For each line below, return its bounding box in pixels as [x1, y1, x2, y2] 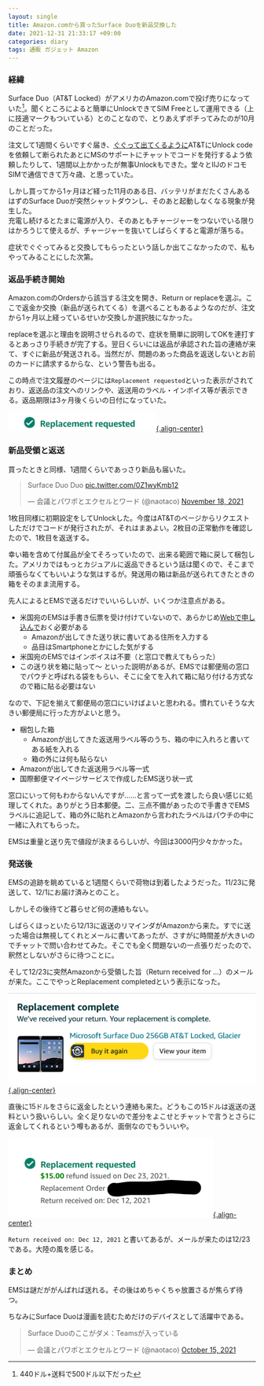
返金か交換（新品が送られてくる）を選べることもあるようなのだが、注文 [21, 303, 255, 312]
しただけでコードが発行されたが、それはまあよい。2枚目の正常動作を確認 [8, 523, 247, 533]
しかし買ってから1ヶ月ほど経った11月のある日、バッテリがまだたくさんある [8, 186, 251, 196]
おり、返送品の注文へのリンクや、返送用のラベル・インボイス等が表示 [8, 385, 235, 395]
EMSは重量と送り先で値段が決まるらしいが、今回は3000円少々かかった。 [8, 836, 247, 846]
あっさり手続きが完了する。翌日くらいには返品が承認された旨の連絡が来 [21, 339, 256, 349]
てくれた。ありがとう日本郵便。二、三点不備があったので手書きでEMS [21, 800, 250, 809]
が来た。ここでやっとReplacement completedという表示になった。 [8, 976, 225, 986]
